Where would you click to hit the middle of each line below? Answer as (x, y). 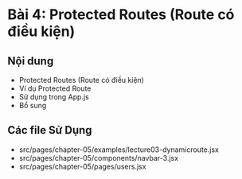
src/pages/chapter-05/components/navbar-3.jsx (99, 158)
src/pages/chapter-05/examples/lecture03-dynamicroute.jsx (119, 150)
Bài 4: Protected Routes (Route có (121, 15)
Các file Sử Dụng (50, 130)
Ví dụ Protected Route (55, 88)
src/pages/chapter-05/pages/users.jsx (82, 166)
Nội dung (31, 61)
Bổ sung (33, 105)
